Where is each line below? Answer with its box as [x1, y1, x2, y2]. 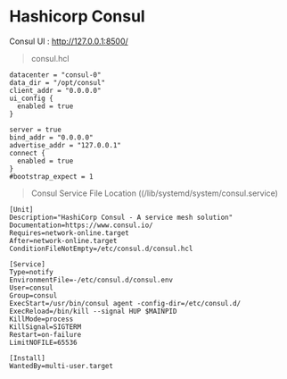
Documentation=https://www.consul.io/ [9, 221, 153, 230]
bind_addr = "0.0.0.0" [9, 132, 94, 142]
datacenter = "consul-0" [9, 70, 102, 80]
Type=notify [9, 267, 53, 276]
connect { [9, 148, 46, 157]
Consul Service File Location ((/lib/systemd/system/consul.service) [30, 188, 279, 198]
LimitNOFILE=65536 [9, 338, 78, 347]
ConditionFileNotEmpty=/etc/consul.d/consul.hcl [9, 244, 193, 253]
